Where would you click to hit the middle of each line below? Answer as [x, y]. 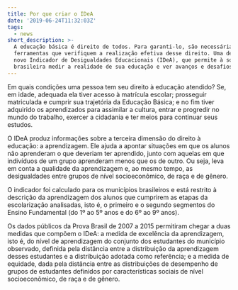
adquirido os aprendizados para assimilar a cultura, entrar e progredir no [113, 109]
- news [23, 34]
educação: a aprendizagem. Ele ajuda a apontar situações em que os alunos [119, 145]
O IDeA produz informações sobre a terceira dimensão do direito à [104, 138]
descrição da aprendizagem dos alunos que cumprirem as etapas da [108, 197]
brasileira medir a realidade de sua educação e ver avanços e [109, 67]
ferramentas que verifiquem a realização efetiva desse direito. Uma [118, 54]
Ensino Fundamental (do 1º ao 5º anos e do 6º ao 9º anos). [93, 212]
